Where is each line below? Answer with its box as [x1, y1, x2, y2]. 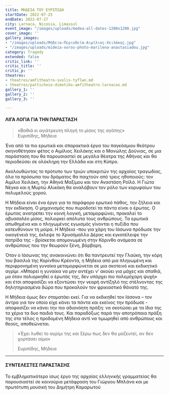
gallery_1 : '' [5, 87, 35, 92]
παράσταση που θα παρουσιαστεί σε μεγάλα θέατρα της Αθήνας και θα [5, 153, 157, 159]
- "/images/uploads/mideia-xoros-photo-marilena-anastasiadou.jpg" [5, 45, 150, 50]
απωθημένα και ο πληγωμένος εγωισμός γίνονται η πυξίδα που [5, 221, 138, 227]
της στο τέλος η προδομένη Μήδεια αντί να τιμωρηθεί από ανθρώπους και [5, 315, 162, 321]
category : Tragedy [5, 49, 44, 54]
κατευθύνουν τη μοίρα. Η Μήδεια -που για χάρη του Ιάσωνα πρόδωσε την [5, 226, 161, 232]
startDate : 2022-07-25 [5, 12, 53, 17]
